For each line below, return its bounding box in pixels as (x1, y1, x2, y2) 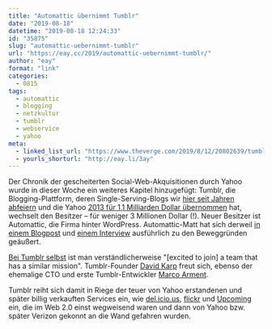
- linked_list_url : (15, 147, 82, 155)
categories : (8, 72, 49, 80)
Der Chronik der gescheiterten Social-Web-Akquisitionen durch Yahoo (8, 177, 243, 187)
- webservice (15, 124, 60, 133)
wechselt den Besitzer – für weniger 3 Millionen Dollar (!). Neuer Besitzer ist (8, 211, 261, 221)
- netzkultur (15, 110, 60, 118)
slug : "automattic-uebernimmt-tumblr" (8, 42, 139, 50)
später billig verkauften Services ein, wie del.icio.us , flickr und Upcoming (8, 294, 252, 304)
